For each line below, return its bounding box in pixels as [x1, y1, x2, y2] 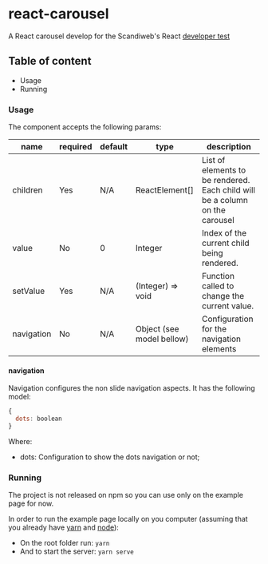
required [59, 141, 93, 153]
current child [202, 237, 250, 248]
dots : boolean [15, 415, 62, 423]
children [12, 185, 43, 196]
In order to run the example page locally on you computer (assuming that [8, 514, 249, 524]
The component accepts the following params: [8, 122, 162, 132]
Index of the [202, 228, 247, 239]
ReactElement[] [135, 185, 194, 196]
